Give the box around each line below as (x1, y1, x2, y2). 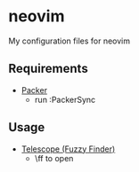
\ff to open (34, 152, 74, 163)
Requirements (8, 61, 88, 76)
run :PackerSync (34, 94, 96, 105)
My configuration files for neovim (8, 35, 131, 46)
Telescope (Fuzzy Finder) (20, 144, 116, 154)
